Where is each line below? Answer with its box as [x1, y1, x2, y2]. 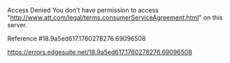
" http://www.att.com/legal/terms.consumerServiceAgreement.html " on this [7, 13, 223, 22]
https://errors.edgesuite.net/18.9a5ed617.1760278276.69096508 [7, 48, 192, 56]
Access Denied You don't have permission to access [7, 6, 159, 14]
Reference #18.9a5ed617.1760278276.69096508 [7, 34, 146, 43]
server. [7, 21, 28, 29]
